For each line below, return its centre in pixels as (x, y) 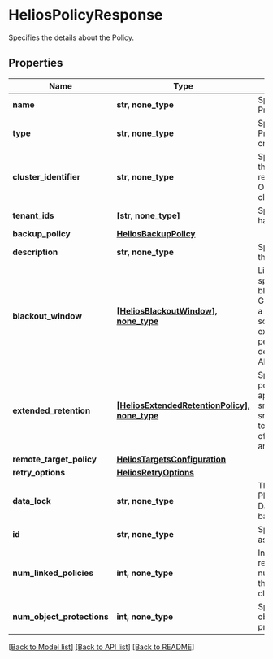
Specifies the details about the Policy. (71, 37)
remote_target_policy (55, 459)
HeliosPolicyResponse (86, 15)
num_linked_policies (53, 573)
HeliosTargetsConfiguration (171, 459)
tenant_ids (33, 215)
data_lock (32, 501)
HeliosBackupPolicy (156, 233)
